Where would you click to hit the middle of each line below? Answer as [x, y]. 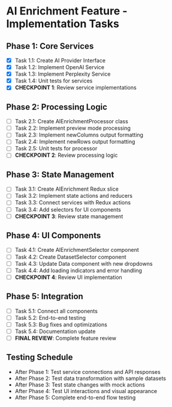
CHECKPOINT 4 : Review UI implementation [69, 277]
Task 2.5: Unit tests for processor [56, 148]
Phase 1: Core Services [50, 46]
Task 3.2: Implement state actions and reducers [74, 196]
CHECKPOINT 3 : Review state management [69, 216]
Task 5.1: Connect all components [56, 311]
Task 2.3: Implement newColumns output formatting [79, 135]
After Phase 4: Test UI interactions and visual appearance [86, 391]
